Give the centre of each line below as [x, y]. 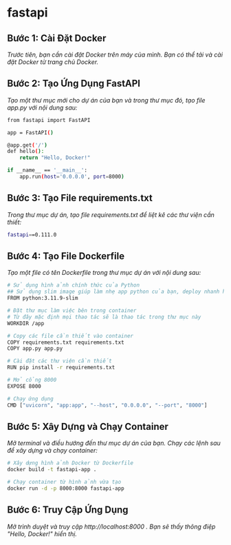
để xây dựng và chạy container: [53, 451]
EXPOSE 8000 [24, 386]
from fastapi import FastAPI [49, 120]
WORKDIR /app [26, 323]
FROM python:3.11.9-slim [43, 298]
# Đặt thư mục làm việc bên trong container [72, 311]
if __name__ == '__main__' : [47, 170]
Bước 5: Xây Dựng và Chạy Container [88, 426]
